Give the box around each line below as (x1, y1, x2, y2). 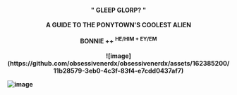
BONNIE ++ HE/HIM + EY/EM (80, 36, 157, 45)
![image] (105, 52, 132, 60)
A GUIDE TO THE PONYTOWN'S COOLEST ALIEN (45, 21, 192, 29)
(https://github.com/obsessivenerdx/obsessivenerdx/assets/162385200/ (7, 59, 230, 67)
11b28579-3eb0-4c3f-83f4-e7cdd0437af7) (53, 66, 184, 75)
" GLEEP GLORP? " (90, 6, 147, 14)
